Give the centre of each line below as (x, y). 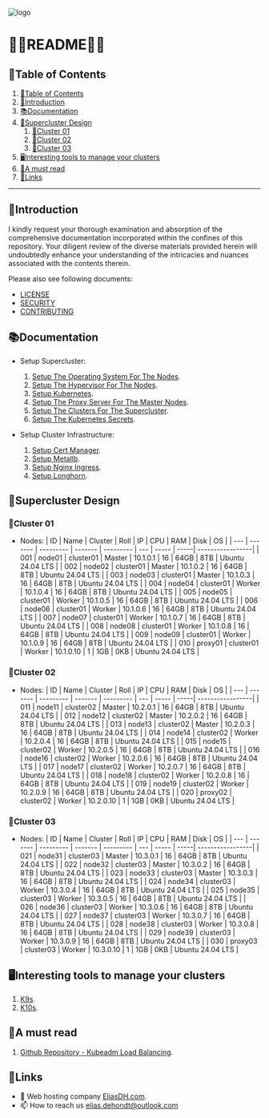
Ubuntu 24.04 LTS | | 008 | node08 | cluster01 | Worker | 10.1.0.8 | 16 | (134, 626)
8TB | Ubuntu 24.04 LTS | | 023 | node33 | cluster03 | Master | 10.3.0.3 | (139, 873)
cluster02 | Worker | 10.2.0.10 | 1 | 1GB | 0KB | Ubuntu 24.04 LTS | (127, 801)
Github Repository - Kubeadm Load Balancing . (96, 1052)
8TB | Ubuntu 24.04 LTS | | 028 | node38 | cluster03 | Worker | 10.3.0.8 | (139, 924)
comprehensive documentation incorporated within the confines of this (125, 237)
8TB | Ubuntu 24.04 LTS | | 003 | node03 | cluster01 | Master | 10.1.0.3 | (137, 575)
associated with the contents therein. (69, 263)
